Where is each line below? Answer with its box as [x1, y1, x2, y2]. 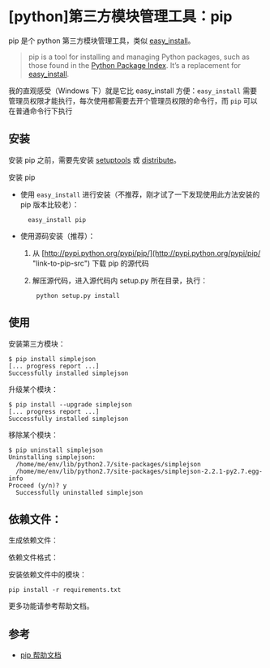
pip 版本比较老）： [19, 199, 79, 209]
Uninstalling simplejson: [8, 453, 96, 462]
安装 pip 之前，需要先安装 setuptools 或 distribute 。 [8, 155, 181, 164]
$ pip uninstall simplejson [8, 446, 104, 454]
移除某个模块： [8, 430, 58, 440]
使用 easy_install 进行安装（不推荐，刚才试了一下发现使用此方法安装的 [19, 189, 260, 199]
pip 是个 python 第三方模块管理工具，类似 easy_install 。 [8, 36, 195, 45]
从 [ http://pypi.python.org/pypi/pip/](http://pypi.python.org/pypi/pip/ [32, 248, 261, 257]
